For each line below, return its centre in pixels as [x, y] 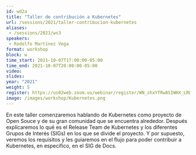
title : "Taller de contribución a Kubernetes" [64, 17]
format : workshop [27, 50]
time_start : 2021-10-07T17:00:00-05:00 [55, 60]
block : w [17, 55]
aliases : [17, 28]
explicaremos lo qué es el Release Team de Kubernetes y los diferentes [92, 127]
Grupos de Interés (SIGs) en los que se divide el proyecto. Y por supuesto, [95, 133]
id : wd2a [17, 11]
